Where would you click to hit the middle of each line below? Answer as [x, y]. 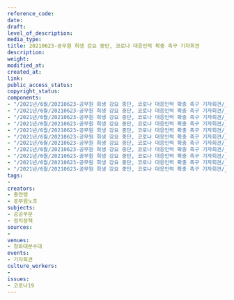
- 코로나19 [21, 285]
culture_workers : [32, 266]
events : [18, 253]
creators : [22, 189]
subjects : [22, 208]
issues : [18, 279]
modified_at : [26, 65]
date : [15, 20]
